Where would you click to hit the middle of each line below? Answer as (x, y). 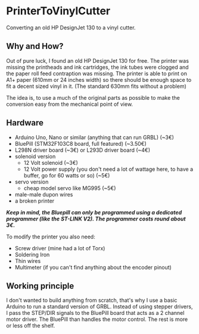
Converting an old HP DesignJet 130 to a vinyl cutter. (71, 27)
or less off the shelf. (31, 326)
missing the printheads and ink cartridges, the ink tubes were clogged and (97, 67)
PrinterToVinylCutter (58, 11)
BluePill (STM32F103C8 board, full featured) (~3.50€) (81, 143)
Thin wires (28, 261)
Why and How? (35, 46)
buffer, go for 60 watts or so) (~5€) (67, 175)
